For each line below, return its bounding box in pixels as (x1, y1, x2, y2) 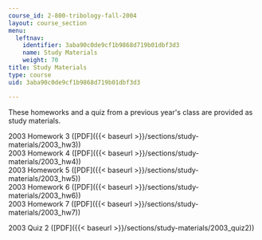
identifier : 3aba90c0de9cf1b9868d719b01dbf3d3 (22, 41, 180, 49)
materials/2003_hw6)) (8, 191, 81, 200)
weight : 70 (22, 57, 59, 65)
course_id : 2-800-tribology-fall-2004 (8, 11, 137, 20)
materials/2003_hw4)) (8, 156, 81, 166)
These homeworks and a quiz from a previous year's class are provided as (8, 107, 253, 116)
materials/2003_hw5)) (8, 173, 81, 183)
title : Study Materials (8, 64, 88, 72)
